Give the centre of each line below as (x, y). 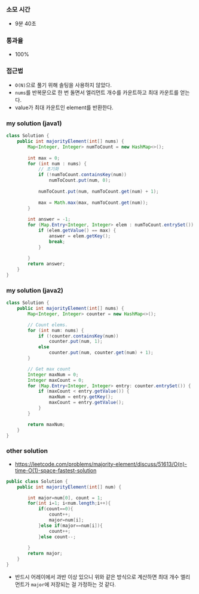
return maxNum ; (47, 424)
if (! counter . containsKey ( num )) (78, 336)
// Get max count (49, 369)
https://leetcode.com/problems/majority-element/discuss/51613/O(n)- (101, 464)
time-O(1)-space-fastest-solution (56, 470)
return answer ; (47, 264)
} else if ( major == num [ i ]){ (70, 526)
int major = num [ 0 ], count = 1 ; (65, 498)
